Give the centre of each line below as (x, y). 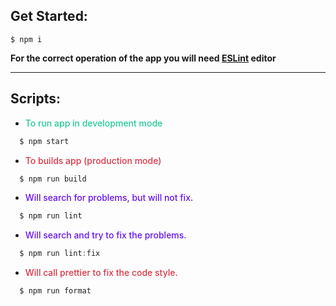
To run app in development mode (93, 123)
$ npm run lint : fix (60, 254)
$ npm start (44, 141)
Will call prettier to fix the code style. (101, 273)
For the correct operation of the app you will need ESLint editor (143, 58)
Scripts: (35, 99)
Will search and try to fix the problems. (105, 235)
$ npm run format (55, 291)
